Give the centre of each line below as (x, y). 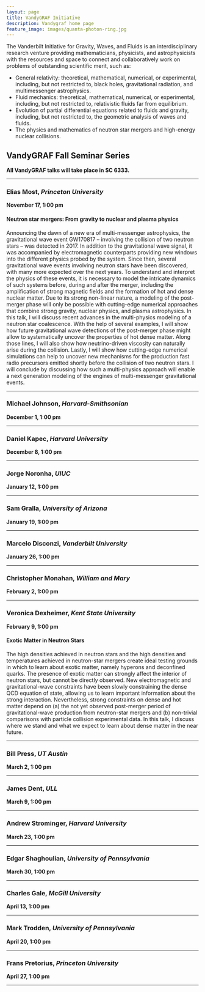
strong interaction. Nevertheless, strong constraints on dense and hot (94, 699)
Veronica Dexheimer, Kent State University (71, 613)
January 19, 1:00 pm (33, 522)
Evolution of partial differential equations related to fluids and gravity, (102, 110)
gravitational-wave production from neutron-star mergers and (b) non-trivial (102, 713)
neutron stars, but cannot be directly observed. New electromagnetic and (99, 680)
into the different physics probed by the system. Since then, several (91, 259)
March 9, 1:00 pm (29, 802)
